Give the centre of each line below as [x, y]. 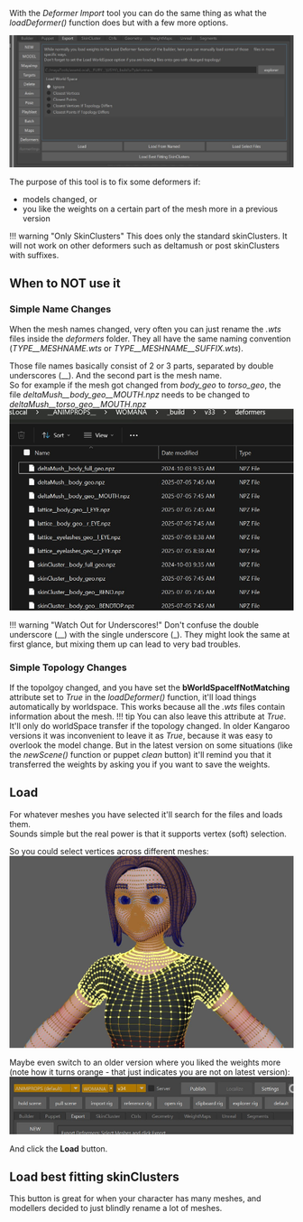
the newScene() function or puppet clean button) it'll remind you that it [141, 754]
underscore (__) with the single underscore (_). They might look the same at [150, 635]
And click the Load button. [59, 1148]
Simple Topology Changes [69, 667]
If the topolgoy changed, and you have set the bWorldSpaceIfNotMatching [150, 687]
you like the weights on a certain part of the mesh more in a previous [150, 209]
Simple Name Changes [60, 309]
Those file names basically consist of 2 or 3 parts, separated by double [142, 366]
